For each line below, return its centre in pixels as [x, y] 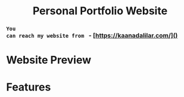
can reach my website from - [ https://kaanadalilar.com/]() [92, 36]
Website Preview [49, 60]
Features [29, 87]
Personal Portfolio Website [100, 11]
